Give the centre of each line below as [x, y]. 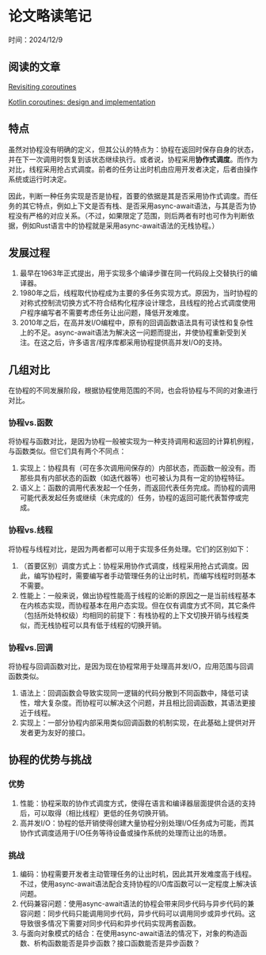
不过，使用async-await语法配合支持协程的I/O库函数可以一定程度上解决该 [138, 884]
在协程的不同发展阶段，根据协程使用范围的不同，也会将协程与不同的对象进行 [133, 390]
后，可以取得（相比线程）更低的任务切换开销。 [96, 813]
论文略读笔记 [50, 16]
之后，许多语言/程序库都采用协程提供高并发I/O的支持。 [137, 343]
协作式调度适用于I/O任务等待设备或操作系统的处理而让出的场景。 [125, 832]
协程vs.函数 [30, 423]
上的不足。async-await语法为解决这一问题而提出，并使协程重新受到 [130, 332]
